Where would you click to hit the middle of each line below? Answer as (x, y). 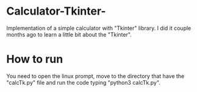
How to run (35, 59)
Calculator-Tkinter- (56, 11)
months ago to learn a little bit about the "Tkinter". (69, 34)
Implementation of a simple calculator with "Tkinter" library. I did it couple (99, 28)
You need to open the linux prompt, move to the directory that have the (95, 76)
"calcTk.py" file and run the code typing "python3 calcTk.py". (83, 82)
